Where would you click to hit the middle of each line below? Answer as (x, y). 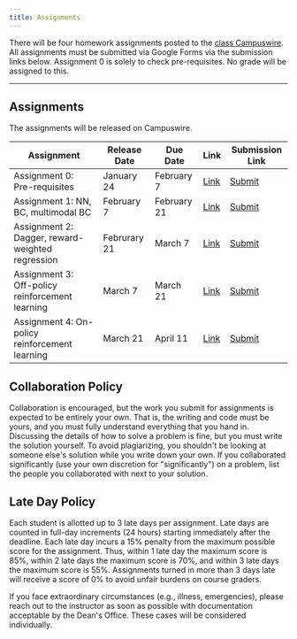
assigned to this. (39, 71)
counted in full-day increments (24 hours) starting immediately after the (140, 533)
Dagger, (30, 238)
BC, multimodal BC (53, 212)
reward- (66, 238)
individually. (31, 625)
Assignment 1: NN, (53, 202)
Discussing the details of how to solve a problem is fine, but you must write (146, 436)
